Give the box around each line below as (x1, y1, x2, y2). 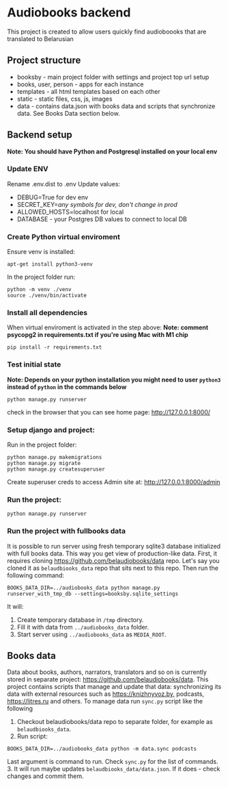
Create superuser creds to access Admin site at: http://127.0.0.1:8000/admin (7, 478, 220, 486)
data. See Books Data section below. (16, 109, 121, 117)
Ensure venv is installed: (7, 248, 75, 256)
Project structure (7, 55, 81, 66)
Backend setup (7, 129, 73, 141)
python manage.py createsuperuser (7, 466, 106, 473)
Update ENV (7, 164, 49, 174)
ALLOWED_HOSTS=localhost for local (16, 208, 124, 216)
